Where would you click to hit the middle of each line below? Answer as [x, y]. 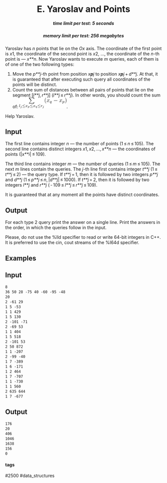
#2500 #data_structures [30, 476]
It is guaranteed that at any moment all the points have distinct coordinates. [82, 194]
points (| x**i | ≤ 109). [26, 154]
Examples [21, 258]
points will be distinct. [35, 84]
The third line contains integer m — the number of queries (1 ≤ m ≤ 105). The [83, 164]
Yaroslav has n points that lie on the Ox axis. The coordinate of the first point [83, 48]
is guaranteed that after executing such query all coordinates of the [81, 79]
